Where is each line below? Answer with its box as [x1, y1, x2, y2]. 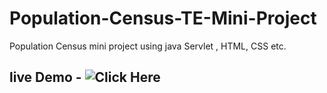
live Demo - [9, 69, 82, 86]
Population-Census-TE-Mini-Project [9, 7, 317, 30]
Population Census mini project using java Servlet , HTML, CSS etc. [9, 40, 287, 52]
